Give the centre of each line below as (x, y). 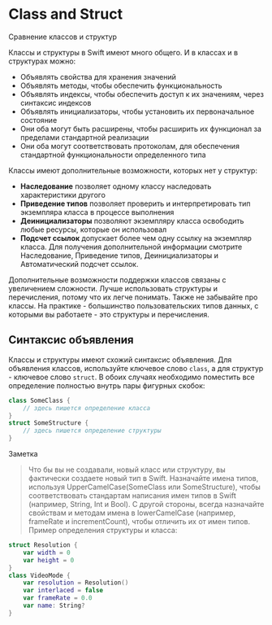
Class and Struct (66, 14)
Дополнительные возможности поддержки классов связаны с (117, 280)
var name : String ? (54, 605)
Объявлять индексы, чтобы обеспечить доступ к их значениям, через (142, 94)
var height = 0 (49, 560)
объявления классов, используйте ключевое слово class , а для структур (136, 368)
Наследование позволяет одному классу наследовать (116, 186)
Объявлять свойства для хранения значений (98, 76)
